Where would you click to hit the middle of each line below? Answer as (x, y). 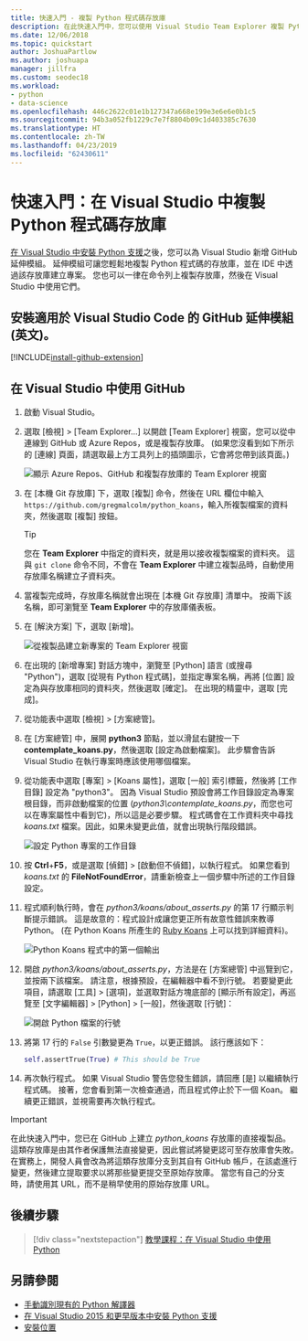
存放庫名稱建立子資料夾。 (72, 576)
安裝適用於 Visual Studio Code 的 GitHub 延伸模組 (152, 318)
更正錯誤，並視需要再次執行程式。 (96, 1102)
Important (29, 1120)
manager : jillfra (43, 69)
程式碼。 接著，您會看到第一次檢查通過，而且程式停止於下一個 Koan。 (156, 1090)
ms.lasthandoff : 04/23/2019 (64, 145)
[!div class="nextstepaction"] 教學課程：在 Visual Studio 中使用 (152, 1239)
